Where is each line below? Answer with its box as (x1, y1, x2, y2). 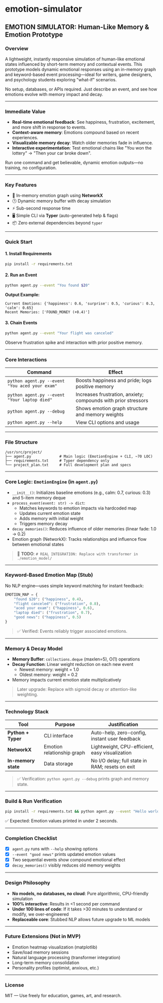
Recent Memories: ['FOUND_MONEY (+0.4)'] (5, 309, 90, 315)
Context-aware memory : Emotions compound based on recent (12, 130, 139, 135)
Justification (108, 721, 138, 728)
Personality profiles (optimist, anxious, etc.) (12, 965, 99, 970)
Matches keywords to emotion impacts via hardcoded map (19, 505, 137, 511)
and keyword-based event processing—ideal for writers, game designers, (5, 72, 153, 77)
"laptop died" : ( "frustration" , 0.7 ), (14, 610, 92, 615)
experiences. (12, 135, 38, 141)
